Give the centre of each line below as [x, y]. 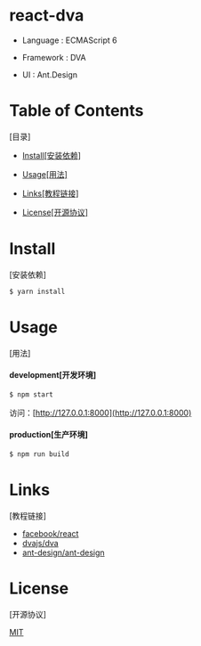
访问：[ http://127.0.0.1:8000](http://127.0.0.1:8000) [100, 413]
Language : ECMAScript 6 [69, 40]
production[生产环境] [49, 435]
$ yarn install [37, 291]
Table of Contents [76, 111]
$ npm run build [39, 454]
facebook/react [50, 533]
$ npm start [31, 394]
